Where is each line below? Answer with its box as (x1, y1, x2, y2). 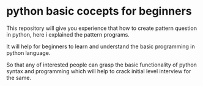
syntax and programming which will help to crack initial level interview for (6, 67, 191, 74)
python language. (6, 49, 51, 56)
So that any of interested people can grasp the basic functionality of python (6, 61, 197, 68)
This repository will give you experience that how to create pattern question (6, 24, 197, 32)
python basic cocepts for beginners (6, 4, 192, 18)
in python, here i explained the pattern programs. (6, 30, 130, 38)
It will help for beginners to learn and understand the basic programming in (6, 43, 196, 50)
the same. (6, 74, 32, 81)
